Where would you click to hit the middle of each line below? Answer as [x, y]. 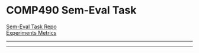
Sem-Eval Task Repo [32, 26]
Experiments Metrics [31, 32]
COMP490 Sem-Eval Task [71, 10]
